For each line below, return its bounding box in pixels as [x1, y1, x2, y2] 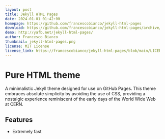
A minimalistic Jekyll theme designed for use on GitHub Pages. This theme [5, 85, 156, 91]
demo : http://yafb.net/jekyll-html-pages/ [5, 30, 93, 35]
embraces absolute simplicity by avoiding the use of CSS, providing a [5, 91, 146, 97]
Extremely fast [12, 129, 42, 135]
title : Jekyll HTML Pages [5, 12, 58, 17]
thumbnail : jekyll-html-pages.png [5, 39, 76, 44]
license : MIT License [5, 44, 50, 49]
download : [5, 26, 26, 30]
